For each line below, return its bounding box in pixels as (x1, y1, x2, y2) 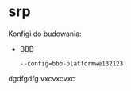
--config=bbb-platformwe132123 (19, 59, 124, 68)
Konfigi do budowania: (8, 29, 82, 38)
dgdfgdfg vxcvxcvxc (8, 73, 75, 83)
